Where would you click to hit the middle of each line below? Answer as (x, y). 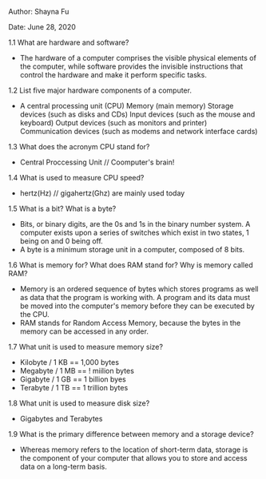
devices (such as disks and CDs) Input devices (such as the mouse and (137, 114)
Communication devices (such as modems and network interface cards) (139, 131)
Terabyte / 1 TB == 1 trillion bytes (74, 388)
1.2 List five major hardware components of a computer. (100, 90)
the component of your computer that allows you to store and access (133, 458)
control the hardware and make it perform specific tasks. (113, 75)
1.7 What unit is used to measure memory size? (86, 347)
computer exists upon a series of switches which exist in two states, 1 (134, 232)
